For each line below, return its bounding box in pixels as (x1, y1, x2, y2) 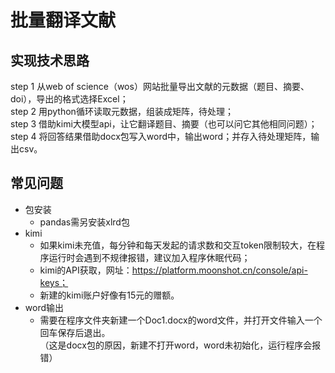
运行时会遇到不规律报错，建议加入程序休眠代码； (48, 251, 251, 263)
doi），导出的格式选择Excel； (10, 93, 129, 105)
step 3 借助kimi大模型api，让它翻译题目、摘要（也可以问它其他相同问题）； (10, 118, 318, 130)
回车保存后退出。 (39, 326, 111, 338)
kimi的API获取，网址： (39, 264, 133, 276)
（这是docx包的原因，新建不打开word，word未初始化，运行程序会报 (39, 339, 322, 351)
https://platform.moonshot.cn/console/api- (131, 264, 308, 276)
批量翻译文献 (10, 9, 117, 32)
